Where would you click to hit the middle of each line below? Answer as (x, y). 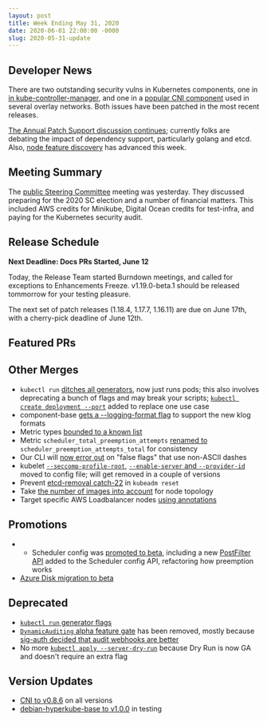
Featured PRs (42, 343)
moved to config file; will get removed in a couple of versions (120, 474)
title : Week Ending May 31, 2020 (64, 23)
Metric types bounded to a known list (81, 431)
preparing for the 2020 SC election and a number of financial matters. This (131, 200)
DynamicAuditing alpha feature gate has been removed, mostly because (137, 631)
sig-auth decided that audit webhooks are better (99, 639)
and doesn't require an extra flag (74, 656)
